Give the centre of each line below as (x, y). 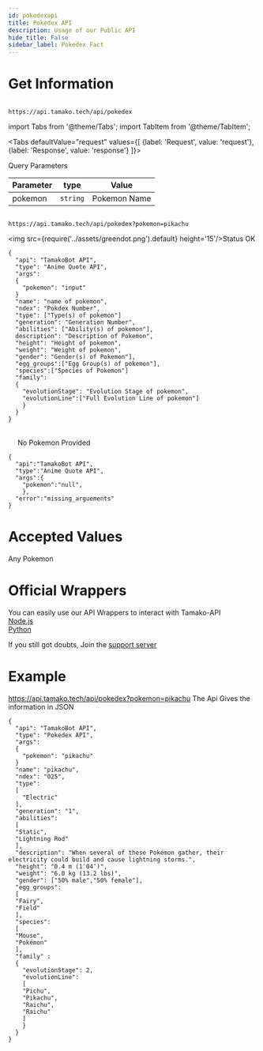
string (72, 199)
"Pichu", (37, 991)
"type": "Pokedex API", (54, 735)
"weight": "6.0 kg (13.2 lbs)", (69, 873)
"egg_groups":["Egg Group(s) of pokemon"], (88, 364)
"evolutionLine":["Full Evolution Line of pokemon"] (111, 399)
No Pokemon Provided (54, 443)
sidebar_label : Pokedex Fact (56, 45)
